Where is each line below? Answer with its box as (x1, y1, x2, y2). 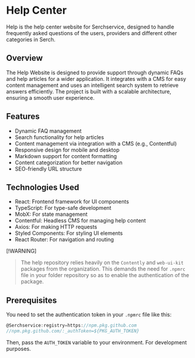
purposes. (6, 345, 32, 352)
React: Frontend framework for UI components (14, 198, 130, 205)
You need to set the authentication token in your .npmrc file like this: (6, 311, 172, 318)
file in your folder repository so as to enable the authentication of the (20, 272, 190, 279)
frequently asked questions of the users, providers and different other (6, 29, 177, 36)
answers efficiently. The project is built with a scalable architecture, (6, 87, 171, 95)
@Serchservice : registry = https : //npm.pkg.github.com (6, 322, 137, 329)
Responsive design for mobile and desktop (14, 146, 120, 153)
